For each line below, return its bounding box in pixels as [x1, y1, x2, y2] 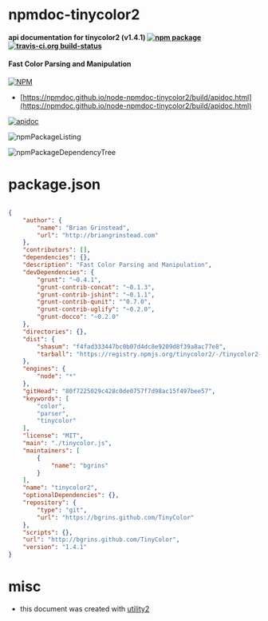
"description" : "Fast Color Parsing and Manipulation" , [22, 261, 213, 269]
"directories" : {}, [22, 328, 88, 336]
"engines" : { [22, 365, 66, 373]
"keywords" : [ [22, 394, 69, 403]
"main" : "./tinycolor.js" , [22, 440, 112, 448]
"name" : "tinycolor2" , [22, 484, 98, 492]
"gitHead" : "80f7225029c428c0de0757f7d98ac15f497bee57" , [22, 387, 216, 395]
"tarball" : [37, 350, 73, 358]
